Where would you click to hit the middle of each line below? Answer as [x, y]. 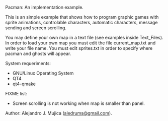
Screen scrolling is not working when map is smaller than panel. [78, 103]
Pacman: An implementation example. [45, 7]
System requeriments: [28, 63]
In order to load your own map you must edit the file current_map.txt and [80, 43]
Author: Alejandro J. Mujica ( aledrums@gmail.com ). [59, 113]
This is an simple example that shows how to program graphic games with [82, 17]
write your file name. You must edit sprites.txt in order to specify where [79, 48]
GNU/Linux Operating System [43, 73]
